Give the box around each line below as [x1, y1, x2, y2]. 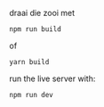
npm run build [9, 25, 62, 34]
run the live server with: [9, 73, 96, 84]
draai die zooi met [9, 8, 76, 18]
